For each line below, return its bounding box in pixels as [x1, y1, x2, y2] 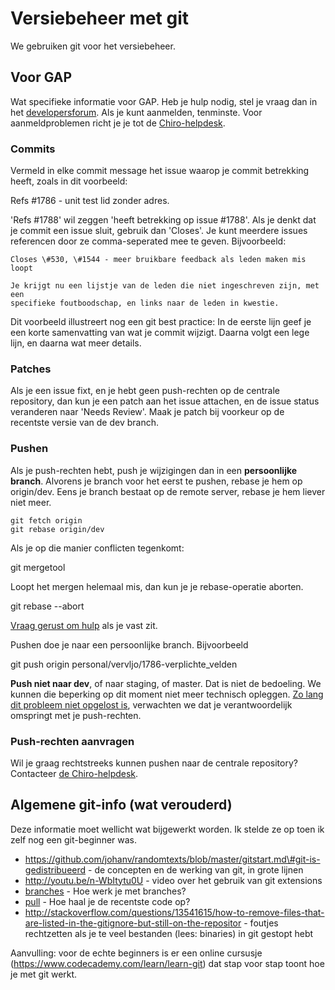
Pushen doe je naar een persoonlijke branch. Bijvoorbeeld [10, 638, 249, 651]
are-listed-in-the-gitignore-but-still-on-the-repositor [24, 917, 242, 929]
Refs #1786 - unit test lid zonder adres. [10, 195, 170, 207]
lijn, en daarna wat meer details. [10, 337, 142, 349]
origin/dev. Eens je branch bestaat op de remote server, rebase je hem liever [10, 485, 326, 497]
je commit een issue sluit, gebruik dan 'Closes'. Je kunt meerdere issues [10, 225, 308, 237]
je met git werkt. [10, 968, 78, 980]
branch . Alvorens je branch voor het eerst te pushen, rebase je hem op [10, 475, 303, 487]
